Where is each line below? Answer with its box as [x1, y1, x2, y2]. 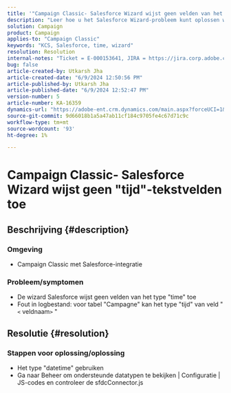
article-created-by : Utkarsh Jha [7, 67, 103, 74]
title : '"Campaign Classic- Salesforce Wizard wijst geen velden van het [7, 10, 223, 17]
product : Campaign [7, 29, 60, 36]
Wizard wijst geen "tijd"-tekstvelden [7, 182, 222, 198]
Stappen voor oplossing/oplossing [7, 348, 125, 358]
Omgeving [7, 244, 43, 254]
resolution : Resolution [7, 49, 76, 56]
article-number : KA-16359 [7, 100, 81, 107]
